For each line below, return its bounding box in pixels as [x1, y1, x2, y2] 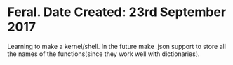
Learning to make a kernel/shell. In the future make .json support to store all [7, 42, 227, 50]
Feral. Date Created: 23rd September [7, 4, 227, 20]
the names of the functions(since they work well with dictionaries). [7, 50, 200, 58]
